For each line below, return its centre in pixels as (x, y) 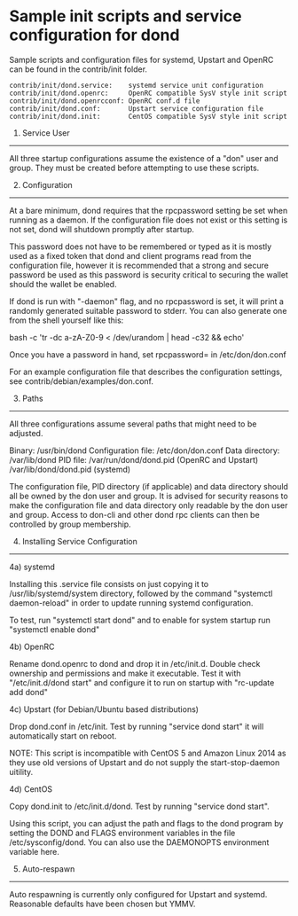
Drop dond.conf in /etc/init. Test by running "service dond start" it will (137, 726)
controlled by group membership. (70, 524)
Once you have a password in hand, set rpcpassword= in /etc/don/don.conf (148, 354)
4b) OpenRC (32, 646)
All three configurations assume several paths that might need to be (133, 424)
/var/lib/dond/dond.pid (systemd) (70, 469)
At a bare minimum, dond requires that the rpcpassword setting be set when (149, 210)
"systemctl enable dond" (55, 629)
